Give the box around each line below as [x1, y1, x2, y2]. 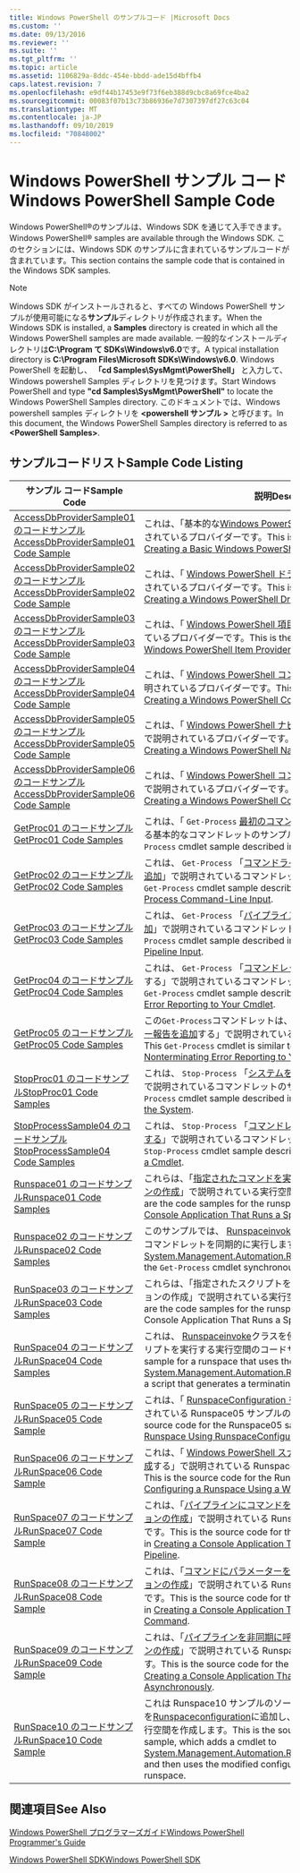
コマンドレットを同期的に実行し [144, 1237, 279, 1250]
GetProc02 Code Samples [13, 880, 123, 893]
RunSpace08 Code [22, 1590, 103, 1603]
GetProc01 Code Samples [13, 834, 123, 846]
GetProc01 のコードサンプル [13, 821, 134, 834]
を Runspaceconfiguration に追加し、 [144, 1710, 296, 1723]
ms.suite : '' [9, 47, 58, 56]
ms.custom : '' [9, 21, 62, 30]
